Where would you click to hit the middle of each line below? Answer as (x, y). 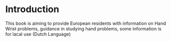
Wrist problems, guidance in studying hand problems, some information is (83, 28)
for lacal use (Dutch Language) (38, 34)
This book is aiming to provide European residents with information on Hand (86, 23)
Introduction (32, 9)
